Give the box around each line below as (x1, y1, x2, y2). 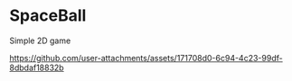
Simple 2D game (9, 35, 71, 46)
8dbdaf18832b (9, 62, 65, 73)
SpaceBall (9, 5, 87, 26)
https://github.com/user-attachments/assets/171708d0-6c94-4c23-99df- (9, 52, 283, 63)
